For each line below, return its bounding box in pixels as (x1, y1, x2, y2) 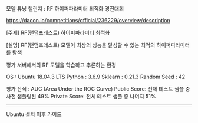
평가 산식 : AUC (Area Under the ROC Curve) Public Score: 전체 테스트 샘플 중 (6, 85, 190, 92)
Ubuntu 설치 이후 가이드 (6, 111, 62, 118)
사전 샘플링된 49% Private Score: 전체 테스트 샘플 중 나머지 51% (6, 93, 156, 99)
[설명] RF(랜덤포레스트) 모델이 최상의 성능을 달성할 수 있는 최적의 (6, 42, 156, 48)
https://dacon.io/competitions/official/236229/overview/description (6, 17, 171, 24)
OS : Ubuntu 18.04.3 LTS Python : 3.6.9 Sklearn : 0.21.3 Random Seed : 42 (6, 73, 186, 80)
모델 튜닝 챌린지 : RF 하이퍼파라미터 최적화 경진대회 (6, 5, 124, 12)
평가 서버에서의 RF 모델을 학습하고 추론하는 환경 (6, 61, 117, 68)
